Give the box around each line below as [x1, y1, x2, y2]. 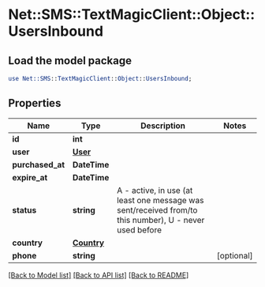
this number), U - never [117, 214, 205, 225]
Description [140, 120, 185, 131]
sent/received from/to [117, 204, 198, 215]
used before [117, 224, 162, 235]
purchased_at [12, 159, 65, 170]
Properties [8, 96, 62, 110]
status [12, 204, 37, 215]
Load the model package [8, 54, 132, 67]
